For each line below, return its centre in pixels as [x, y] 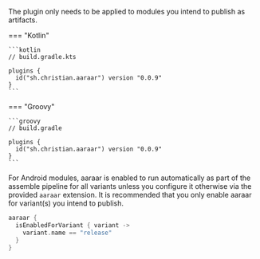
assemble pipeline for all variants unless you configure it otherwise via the [130, 186]
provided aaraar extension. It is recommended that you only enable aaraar [130, 195]
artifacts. [23, 20]
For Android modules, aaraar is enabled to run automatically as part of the [130, 178]
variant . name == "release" [67, 233]
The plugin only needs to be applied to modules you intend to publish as [127, 12]
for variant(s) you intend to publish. [66, 203]
